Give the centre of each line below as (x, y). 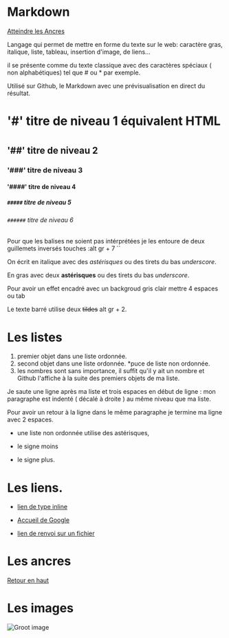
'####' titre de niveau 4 (42, 186)
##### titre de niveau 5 (40, 202)
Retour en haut (28, 581)
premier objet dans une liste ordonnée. (72, 357)
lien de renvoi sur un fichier (56, 534)
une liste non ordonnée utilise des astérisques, (83, 433)
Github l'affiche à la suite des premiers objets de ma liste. (98, 378)
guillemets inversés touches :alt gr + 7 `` (64, 248)
